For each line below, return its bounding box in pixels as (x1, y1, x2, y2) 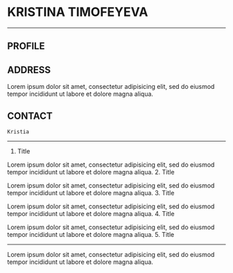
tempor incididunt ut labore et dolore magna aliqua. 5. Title (7, 230, 175, 238)
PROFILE (7, 40, 45, 52)
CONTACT (7, 110, 53, 122)
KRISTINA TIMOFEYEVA (7, 4, 148, 20)
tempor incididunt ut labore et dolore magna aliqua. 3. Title (7, 188, 175, 197)
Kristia (7, 128, 30, 135)
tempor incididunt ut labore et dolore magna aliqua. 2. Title (7, 167, 175, 176)
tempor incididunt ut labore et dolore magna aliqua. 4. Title (7, 209, 175, 217)
